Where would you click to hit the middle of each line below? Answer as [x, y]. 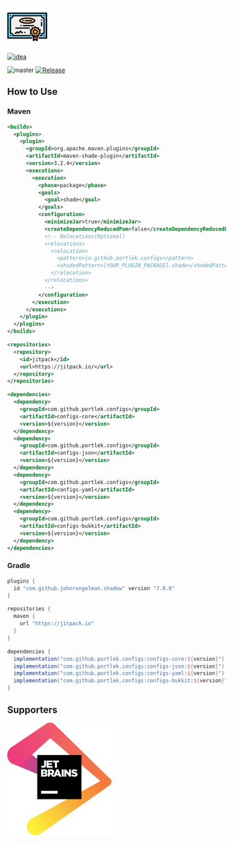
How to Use [33, 92]
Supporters [32, 710]
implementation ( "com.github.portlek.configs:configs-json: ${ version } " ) [119, 666]
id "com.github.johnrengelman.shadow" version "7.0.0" [94, 588]
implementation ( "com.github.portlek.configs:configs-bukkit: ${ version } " [121, 681]
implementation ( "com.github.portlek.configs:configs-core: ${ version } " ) [119, 659]
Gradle [19, 566]
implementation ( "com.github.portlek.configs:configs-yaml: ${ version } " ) [119, 673]
